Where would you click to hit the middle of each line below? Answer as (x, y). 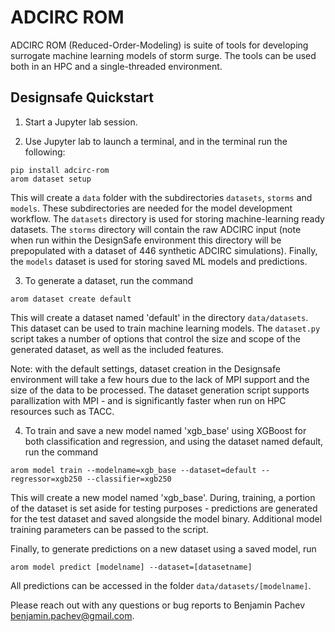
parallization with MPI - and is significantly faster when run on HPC (148, 400)
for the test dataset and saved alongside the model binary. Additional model (166, 518)
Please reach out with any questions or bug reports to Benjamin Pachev (158, 605)
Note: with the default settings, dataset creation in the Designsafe (145, 368)
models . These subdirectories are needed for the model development (151, 208)
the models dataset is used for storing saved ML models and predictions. (159, 261)
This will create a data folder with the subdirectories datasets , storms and (161, 197)
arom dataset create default (71, 299)
